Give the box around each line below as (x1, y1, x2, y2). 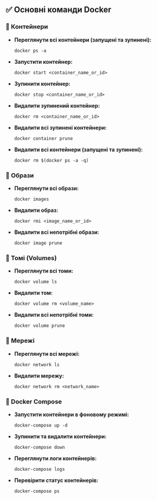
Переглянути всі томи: (14, 267, 73, 274)
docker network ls (14, 361, 60, 368)
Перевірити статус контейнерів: (14, 476, 99, 484)
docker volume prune (14, 323, 65, 329)
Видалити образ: (14, 207, 59, 214)
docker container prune (14, 135, 73, 142)
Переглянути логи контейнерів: (14, 455, 97, 462)
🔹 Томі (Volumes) (5, 254, 57, 262)
